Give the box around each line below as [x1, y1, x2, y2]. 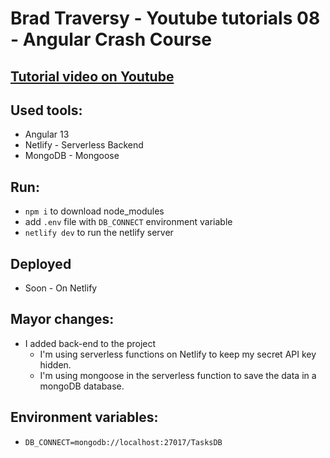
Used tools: [10, 102, 83, 119]
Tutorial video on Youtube [10, 68, 175, 85]
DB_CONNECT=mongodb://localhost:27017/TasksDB [24, 437, 223, 447]
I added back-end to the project [24, 337, 157, 349]
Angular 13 [24, 128, 70, 141]
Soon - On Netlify [24, 282, 98, 294]
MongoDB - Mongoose [24, 150, 120, 162]
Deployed [10, 255, 72, 272]
